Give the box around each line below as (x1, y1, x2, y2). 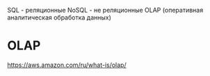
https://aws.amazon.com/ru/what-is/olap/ (7, 61, 127, 69)
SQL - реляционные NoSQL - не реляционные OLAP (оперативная (7, 6, 204, 14)
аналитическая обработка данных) (7, 13, 111, 22)
